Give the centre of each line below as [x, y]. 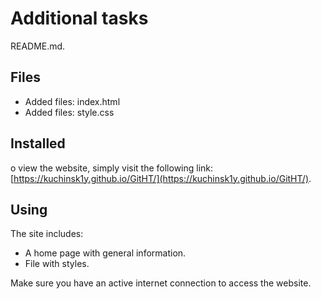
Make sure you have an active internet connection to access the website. [161, 283]
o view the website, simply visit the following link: [112, 168]
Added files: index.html [72, 101]
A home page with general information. [105, 253]
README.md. [38, 46]
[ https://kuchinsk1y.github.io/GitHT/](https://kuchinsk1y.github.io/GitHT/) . [161, 178]
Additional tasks [79, 18]
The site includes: [47, 234]
